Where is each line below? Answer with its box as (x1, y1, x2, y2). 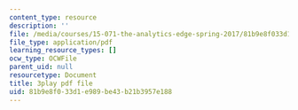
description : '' (9, 21, 69, 30)
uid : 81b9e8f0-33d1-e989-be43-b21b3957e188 (9, 87, 173, 96)
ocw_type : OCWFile (9, 54, 77, 63)
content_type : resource (9, 12, 98, 22)
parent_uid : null (9, 63, 74, 72)
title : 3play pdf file (9, 79, 93, 88)
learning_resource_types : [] (9, 46, 117, 55)
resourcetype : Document (9, 71, 98, 80)
